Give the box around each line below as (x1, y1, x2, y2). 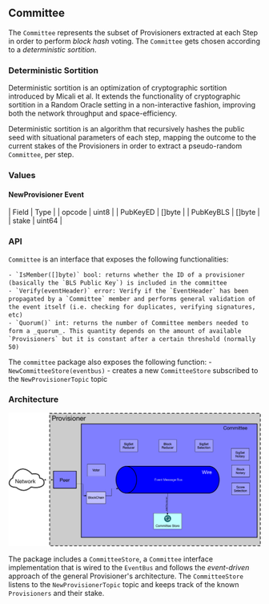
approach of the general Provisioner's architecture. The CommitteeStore (8, 571, 244, 581)
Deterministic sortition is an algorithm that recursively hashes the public (8, 124, 245, 134)
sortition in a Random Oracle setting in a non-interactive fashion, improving (8, 100, 256, 110)
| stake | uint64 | (8, 216, 62, 225)
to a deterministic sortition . (8, 44, 97, 55)
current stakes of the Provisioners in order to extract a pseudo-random (8, 141, 243, 151)
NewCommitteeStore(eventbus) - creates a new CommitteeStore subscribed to (8, 365, 259, 375)
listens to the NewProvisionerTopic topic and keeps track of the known (8, 580, 239, 590)
